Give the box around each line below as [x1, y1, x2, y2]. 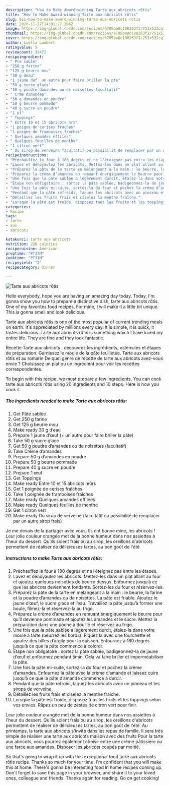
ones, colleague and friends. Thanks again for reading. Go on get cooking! [6, 775, 159, 781]
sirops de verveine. [13, 686, 53, 692]
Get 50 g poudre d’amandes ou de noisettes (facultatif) [13, 443, 127, 449]
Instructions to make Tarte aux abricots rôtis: [6, 555, 102, 561]
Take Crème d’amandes [13, 448, 62, 454]
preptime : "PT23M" [6, 251, 44, 256]
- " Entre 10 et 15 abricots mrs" [6, 119, 78, 125]
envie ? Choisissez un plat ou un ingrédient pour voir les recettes [6, 360, 140, 367]
